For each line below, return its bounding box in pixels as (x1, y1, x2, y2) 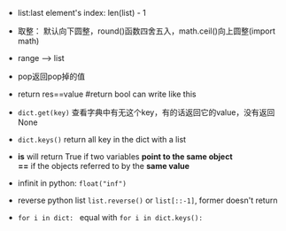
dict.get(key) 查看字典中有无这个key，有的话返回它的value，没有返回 (17, 107, 275, 118)
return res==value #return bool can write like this (17, 89, 197, 99)
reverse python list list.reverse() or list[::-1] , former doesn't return (17, 195, 278, 205)
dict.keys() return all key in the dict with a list (17, 135, 187, 144)
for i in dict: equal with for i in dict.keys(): (17, 212, 204, 222)
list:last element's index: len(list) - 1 (17, 8, 146, 18)
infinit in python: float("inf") (17, 178, 127, 189)
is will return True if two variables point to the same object (17, 151, 233, 162)
